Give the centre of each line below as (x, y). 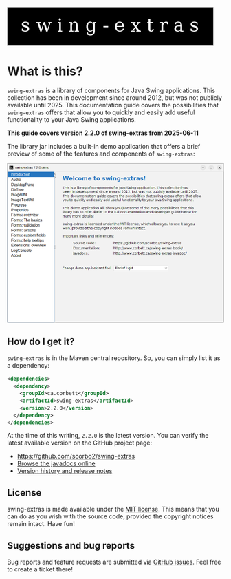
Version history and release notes (65, 471)
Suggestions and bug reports (71, 546)
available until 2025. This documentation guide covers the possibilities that (113, 105)
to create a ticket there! (40, 569)
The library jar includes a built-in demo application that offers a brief (104, 146)
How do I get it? (41, 341)
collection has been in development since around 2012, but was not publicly (114, 97)
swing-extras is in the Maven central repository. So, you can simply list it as (114, 358)
